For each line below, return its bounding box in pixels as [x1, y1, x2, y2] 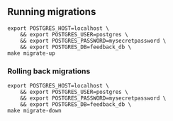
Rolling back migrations [7, 66, 91, 76]
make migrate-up [7, 49, 55, 57]
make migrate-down [7, 107, 62, 114]
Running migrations [7, 6, 96, 18]
